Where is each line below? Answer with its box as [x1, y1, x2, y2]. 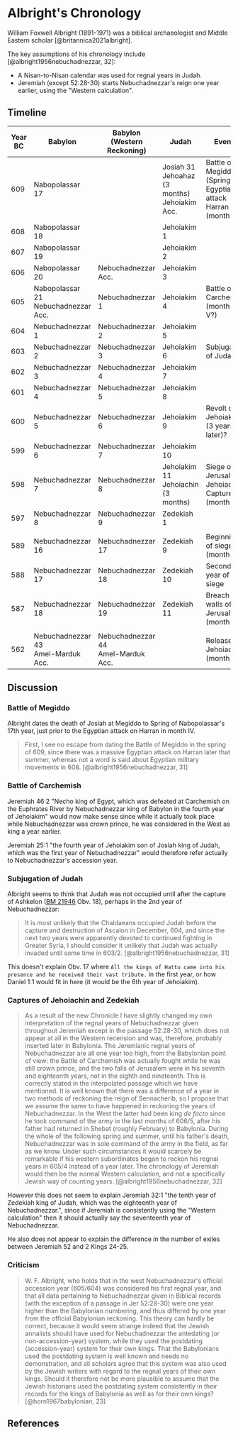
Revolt [205, 403, 227, 413]
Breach [205, 590, 230, 600]
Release [205, 635, 232, 645]
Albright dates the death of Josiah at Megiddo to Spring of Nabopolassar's [7, 719, 225, 728]
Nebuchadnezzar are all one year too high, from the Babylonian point [24, 1049, 227, 1058]
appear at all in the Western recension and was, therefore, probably [24, 1034, 222, 1042]
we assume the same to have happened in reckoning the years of [24, 1102, 216, 1110]
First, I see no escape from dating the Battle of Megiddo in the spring [24, 740, 227, 749]
